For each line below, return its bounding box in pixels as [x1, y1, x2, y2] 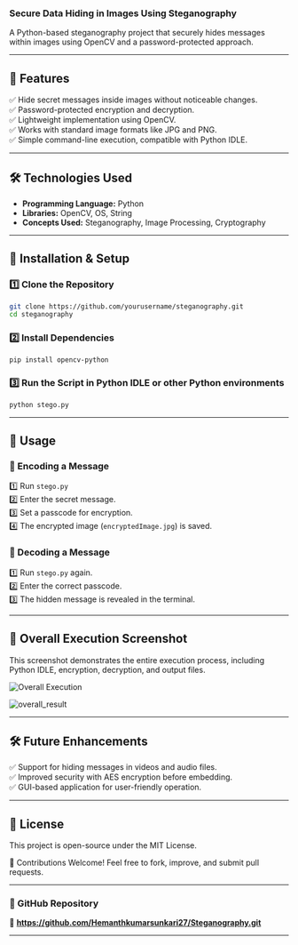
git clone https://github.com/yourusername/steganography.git [9, 301, 244, 311]
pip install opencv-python [9, 355, 109, 364]
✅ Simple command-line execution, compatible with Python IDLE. [9, 134, 248, 145]
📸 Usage [9, 434, 56, 449]
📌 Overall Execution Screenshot [9, 631, 188, 646]
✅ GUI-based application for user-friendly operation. [9, 781, 202, 793]
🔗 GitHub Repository [9, 897, 99, 909]
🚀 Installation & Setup [9, 252, 130, 267]
